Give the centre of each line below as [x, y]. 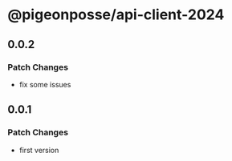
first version [39, 150]
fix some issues [45, 84]
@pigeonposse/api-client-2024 [116, 15]
